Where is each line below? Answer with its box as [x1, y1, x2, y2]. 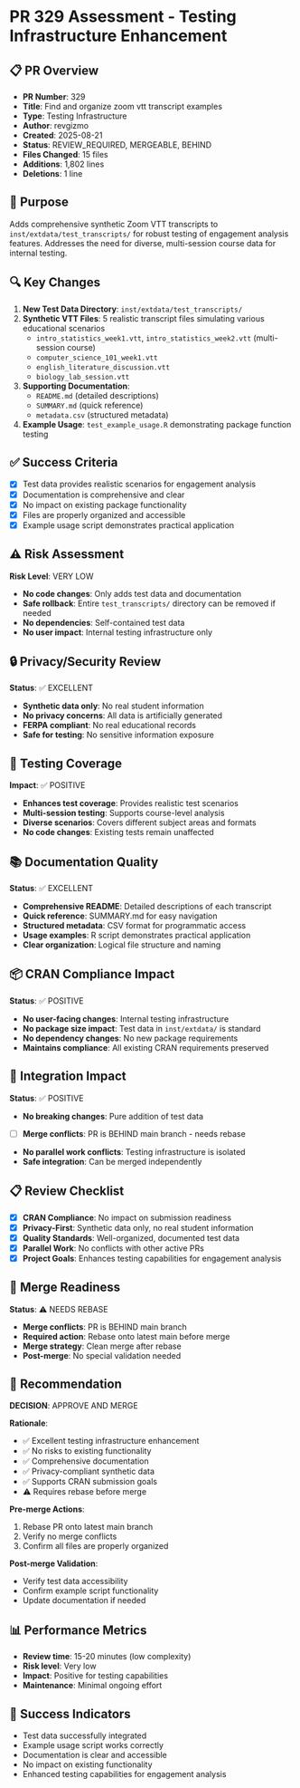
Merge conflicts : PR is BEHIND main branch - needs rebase [22, 1128, 246, 1139]
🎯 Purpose [9, 195, 70, 210]
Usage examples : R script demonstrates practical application [22, 930, 251, 940]
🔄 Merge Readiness [9, 1280, 121, 1295]
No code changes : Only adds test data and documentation [22, 588, 242, 599]
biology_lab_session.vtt [35, 372, 130, 381]
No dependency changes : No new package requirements [22, 1033, 239, 1043]
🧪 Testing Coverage [9, 755, 123, 771]
